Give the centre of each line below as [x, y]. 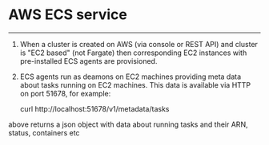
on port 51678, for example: [65, 93]
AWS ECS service [68, 15]
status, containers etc [44, 132]
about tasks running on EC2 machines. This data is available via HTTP [135, 84]
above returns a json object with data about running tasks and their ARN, [128, 124]
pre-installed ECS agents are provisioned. [88, 61]
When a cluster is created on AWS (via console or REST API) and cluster [139, 44]
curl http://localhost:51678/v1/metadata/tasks [94, 108]
